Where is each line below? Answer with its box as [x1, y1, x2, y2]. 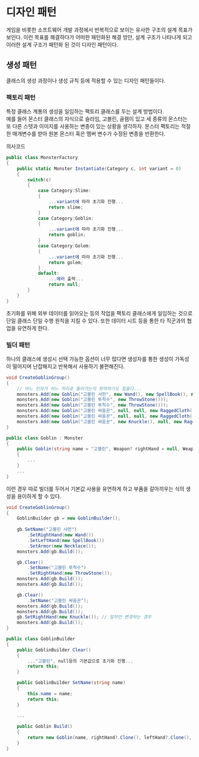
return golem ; [48, 259, 84, 265]
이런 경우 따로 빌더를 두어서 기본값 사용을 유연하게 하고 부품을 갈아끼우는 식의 [6, 485, 185, 492]
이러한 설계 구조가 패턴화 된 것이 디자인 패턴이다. [6, 41, 118, 48]
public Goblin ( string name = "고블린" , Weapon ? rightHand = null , [17, 446, 181, 452]
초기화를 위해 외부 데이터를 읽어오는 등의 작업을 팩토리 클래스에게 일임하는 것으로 [6, 309, 193, 316]
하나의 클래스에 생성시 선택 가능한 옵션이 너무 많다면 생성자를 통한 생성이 [6, 355, 174, 362]
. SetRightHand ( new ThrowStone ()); [27, 571, 113, 577]
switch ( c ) [27, 176, 52, 183]
